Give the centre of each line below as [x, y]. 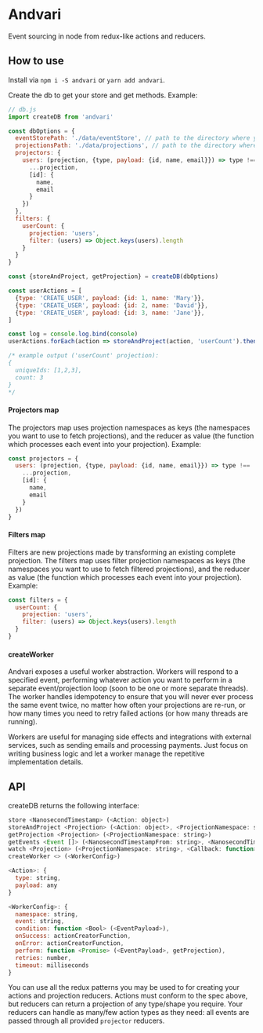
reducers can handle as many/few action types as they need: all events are [129, 1013]
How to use [36, 61]
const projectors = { [43, 458]
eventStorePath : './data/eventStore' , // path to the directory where [133, 138]
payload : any [36, 885]
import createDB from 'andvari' [61, 117]
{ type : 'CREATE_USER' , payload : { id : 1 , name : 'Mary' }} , [110, 298]
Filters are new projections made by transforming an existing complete [122, 552]
